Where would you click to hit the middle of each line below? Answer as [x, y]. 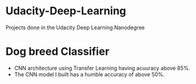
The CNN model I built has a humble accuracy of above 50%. [89, 74]
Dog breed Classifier [57, 52]
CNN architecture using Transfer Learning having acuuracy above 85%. [102, 68]
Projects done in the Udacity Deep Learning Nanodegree [75, 27]
